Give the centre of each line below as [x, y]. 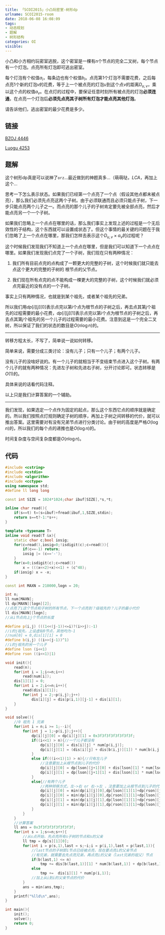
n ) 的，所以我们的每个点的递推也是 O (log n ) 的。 [52, 428]
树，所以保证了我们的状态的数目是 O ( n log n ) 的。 [53, 325]
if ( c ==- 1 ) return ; [41, 549]
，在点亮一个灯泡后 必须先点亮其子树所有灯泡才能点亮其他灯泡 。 [74, 99]
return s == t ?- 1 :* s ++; [36, 518]
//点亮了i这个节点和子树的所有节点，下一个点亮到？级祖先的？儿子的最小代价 [72, 608]
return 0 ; [24, 923]
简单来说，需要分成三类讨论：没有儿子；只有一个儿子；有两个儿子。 [74, 351]
